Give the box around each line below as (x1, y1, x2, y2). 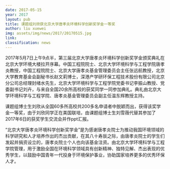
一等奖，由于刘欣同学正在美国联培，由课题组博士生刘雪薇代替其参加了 (9, 109, 156, 116)
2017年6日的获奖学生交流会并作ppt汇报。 (5, 116, 92, 122)
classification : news (5, 40, 51, 45)
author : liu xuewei (5, 26, 47, 31)
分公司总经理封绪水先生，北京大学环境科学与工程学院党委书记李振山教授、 (5, 80, 160, 86)
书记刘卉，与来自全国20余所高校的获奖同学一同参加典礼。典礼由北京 (14, 86, 157, 92)
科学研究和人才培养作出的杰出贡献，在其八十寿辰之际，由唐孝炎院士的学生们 (5, 133, 165, 139)
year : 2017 (5, 12, 28, 17)
